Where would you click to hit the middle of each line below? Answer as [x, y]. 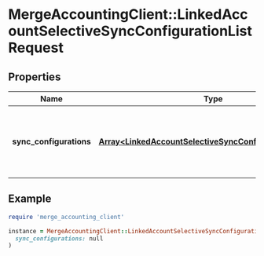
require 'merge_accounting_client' [66, 217]
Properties [35, 77]
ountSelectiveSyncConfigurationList [130, 31]
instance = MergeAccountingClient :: [68, 231]
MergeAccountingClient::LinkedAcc [128, 15]
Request [36, 48]
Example [30, 199]
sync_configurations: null [59, 238]
